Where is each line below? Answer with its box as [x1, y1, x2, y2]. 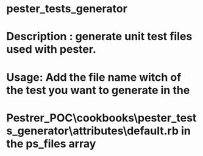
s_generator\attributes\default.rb [6, 124, 179, 138]
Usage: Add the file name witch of [6, 70, 182, 84]
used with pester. [6, 42, 96, 56]
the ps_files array [6, 137, 96, 151]
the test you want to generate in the [6, 83, 190, 97]
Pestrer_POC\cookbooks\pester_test [6, 111, 197, 124]
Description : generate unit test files [6, 30, 193, 44]
